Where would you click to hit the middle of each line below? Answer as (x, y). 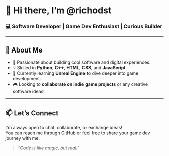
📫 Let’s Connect (32, 113)
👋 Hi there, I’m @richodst (58, 10)
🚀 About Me (24, 50)
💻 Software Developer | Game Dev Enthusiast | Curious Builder (84, 26)
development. (27, 79)
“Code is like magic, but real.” (48, 148)
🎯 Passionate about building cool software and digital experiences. (81, 62)
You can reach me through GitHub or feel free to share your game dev (78, 133)
